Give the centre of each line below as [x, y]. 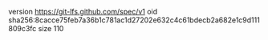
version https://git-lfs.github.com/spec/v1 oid [83, 12]
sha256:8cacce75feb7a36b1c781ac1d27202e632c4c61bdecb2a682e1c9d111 [134, 20]
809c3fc [22, 28]
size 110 [51, 28]
